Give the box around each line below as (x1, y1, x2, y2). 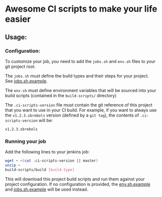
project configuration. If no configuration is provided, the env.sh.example (5, 181, 151, 187)
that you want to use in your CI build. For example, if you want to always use (5, 107, 157, 113)
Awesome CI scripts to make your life (5, 3, 158, 15)
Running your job (5, 138, 46, 145)
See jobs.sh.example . (5, 78, 48, 84)
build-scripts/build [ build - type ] (5, 167, 75, 172)
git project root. (5, 63, 36, 69)
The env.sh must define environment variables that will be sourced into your (5, 87, 156, 93)
